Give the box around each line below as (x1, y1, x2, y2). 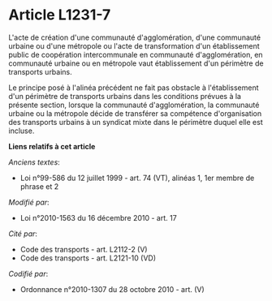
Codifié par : (8, 269, 49, 278)
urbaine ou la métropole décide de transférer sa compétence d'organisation (8, 108, 262, 118)
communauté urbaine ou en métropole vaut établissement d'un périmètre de (8, 58, 264, 68)
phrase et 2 (19, 181, 59, 191)
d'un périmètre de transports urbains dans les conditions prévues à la (8, 91, 242, 101)
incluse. (8, 126, 35, 135)
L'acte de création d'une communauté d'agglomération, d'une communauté (8, 32, 261, 42)
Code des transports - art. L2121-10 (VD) (19, 253, 157, 263)
